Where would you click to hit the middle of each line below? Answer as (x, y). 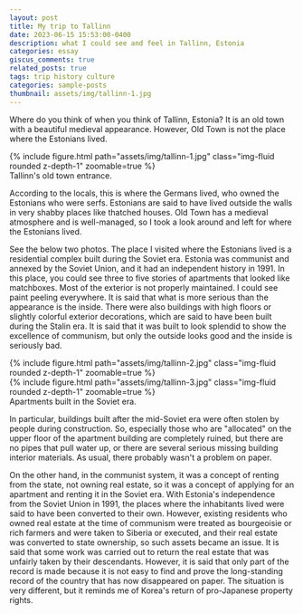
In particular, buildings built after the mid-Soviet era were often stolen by (144, 418)
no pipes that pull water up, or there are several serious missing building (144, 447)
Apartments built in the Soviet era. (73, 401)
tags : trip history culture (62, 77)
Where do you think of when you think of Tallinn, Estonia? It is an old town (147, 120)
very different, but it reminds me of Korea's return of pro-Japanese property (151, 590)
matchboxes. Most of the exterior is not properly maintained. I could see (144, 287)
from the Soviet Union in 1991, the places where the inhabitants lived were (147, 504)
